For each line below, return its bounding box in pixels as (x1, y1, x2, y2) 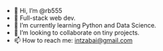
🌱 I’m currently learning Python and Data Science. (13, 21, 157, 29)
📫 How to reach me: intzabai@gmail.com (13, 37, 133, 44)
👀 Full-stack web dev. (13, 14, 76, 22)
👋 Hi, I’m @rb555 (13, 7, 62, 14)
